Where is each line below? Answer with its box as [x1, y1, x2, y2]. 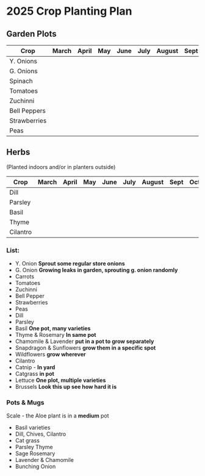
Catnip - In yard [15, 364, 56, 371]
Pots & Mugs [6, 398, 45, 407]
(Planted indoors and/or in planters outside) [6, 163, 116, 170]
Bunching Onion [15, 463, 56, 471]
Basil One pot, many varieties [15, 325, 91, 332]
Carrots [15, 273, 35, 280]
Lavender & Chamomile [15, 456, 74, 464]
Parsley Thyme [15, 444, 53, 451]
